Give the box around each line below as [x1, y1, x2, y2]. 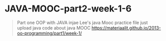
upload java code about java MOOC [17, 24, 91, 30]
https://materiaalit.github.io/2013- [91, 24, 161, 30]
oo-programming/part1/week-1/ [17, 30, 82, 36]
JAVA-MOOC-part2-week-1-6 [5, 3, 132, 14]
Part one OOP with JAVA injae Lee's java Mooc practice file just [17, 19, 148, 25]
